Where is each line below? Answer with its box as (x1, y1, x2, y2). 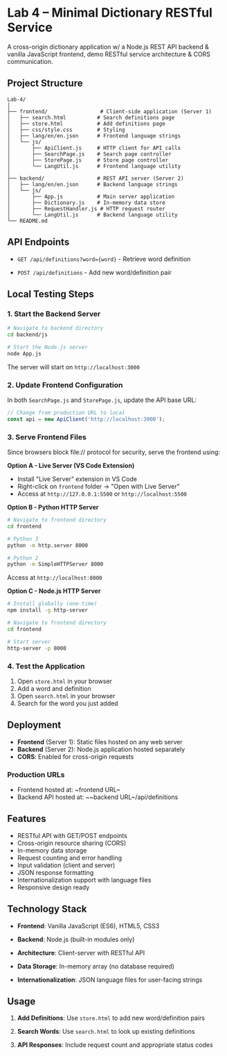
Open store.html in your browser (17, 677, 113, 685)
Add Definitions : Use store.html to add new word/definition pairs (17, 1014, 206, 1022)
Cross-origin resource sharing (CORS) (17, 839, 127, 847)
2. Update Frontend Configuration (7, 380, 123, 389)
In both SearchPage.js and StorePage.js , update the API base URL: (7, 396, 197, 404)
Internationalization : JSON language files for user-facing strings (17, 975, 203, 984)
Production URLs (7, 769, 65, 779)
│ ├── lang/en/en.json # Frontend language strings (7, 132, 181, 140)
